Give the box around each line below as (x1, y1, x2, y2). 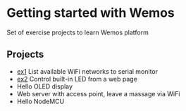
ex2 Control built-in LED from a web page (16, 74, 138, 83)
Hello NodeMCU (16, 97, 65, 105)
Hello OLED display (16, 82, 73, 91)
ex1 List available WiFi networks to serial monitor (16, 67, 158, 75)
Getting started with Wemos (6, 5, 175, 21)
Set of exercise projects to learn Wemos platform (6, 28, 149, 37)
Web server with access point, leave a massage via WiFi (16, 89, 180, 98)
